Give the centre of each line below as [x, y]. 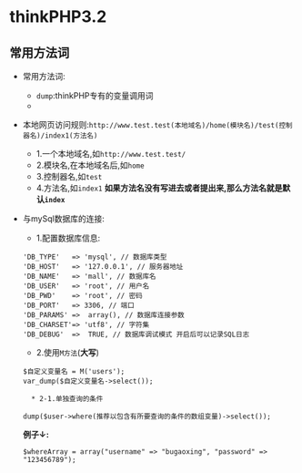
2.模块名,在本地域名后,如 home [90, 165]
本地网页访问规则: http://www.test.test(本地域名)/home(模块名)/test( [151, 124]
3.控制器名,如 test [69, 176]
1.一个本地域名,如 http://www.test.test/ [111, 154]
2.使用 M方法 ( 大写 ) [68, 352]
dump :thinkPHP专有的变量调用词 [95, 96]
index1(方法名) [71, 136]
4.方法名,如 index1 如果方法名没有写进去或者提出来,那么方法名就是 [159, 188]
